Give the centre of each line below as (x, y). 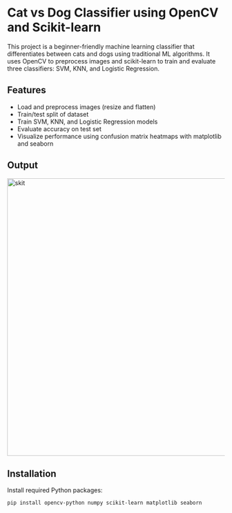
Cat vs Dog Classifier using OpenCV (113, 13)
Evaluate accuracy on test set (59, 128)
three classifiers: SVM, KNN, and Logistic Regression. (84, 68)
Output (22, 165)
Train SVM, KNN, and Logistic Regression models (87, 122)
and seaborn (35, 144)
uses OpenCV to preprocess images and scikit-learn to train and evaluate (112, 61)
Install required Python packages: (55, 490)
